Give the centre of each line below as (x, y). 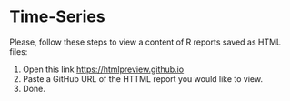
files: (19, 51)
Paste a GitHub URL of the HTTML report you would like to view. (143, 78)
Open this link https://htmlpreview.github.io (103, 69)
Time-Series (58, 17)
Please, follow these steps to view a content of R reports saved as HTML (145, 42)
